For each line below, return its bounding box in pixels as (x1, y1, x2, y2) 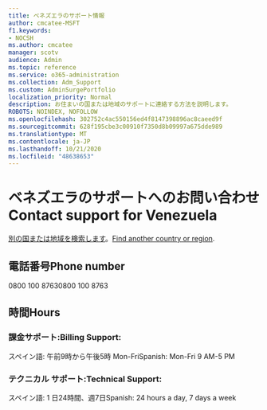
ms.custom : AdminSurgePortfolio (8, 85, 116, 94)
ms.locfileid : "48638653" (8, 152, 94, 160)
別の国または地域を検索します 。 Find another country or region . (8, 234, 215, 244)
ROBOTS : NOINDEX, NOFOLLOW (8, 108, 98, 116)
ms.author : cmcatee (8, 41, 73, 49)
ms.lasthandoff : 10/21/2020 (8, 145, 102, 153)
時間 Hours (8, 306, 61, 319)
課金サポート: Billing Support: (8, 332, 122, 343)
